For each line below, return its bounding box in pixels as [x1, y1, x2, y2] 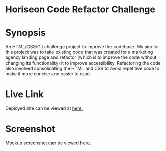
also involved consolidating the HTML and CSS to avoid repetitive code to [5, 65, 160, 72]
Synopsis [5, 27, 46, 39]
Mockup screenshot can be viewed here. [5, 140, 91, 146]
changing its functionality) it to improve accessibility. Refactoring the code [5, 60, 161, 66]
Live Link [5, 88, 44, 100]
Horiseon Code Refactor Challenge [5, 4, 155, 15]
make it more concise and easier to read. [5, 71, 91, 77]
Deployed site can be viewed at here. [5, 105, 83, 111]
